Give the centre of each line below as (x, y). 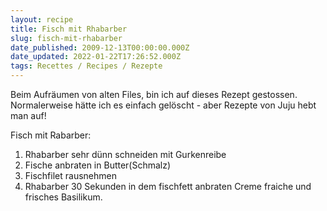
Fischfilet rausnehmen (70, 175)
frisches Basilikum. (63, 197)
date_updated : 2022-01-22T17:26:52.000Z (96, 57)
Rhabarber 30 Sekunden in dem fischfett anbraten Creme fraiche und (168, 186)
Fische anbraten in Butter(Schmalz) (98, 165)
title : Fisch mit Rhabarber (69, 29)
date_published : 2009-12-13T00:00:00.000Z (100, 47)
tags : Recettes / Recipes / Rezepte (86, 66)
